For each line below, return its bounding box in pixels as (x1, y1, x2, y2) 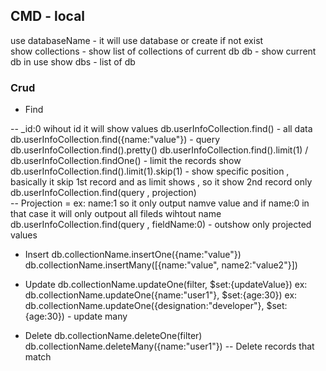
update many (73, 310, 128, 323)
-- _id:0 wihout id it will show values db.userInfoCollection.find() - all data (10, 123, 313, 135)
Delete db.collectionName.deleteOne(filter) (24, 330, 203, 342)
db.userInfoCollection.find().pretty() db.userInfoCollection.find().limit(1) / (10, 144, 309, 156)
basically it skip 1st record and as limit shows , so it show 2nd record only (10, 176, 313, 188)
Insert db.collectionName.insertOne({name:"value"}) (24, 249, 242, 261)
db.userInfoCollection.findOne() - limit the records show (10, 155, 242, 167)
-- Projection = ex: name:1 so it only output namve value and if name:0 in (10, 197, 310, 209)
